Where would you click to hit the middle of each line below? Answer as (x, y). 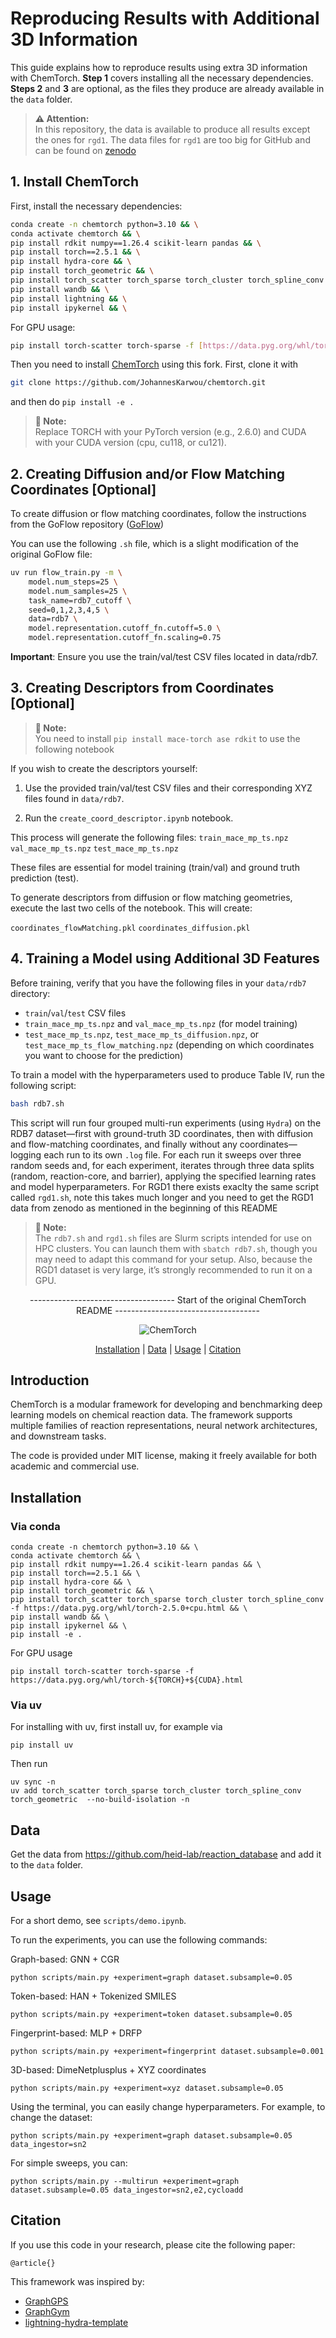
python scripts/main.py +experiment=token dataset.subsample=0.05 (151, 2014)
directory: (30, 993)
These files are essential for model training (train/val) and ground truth (155, 867)
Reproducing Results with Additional (165, 18)
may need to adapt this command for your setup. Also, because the (173, 1259)
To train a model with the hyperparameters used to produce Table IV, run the (168, 1074)
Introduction (50, 1380)
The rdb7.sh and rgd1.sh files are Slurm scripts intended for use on (173, 1238)
